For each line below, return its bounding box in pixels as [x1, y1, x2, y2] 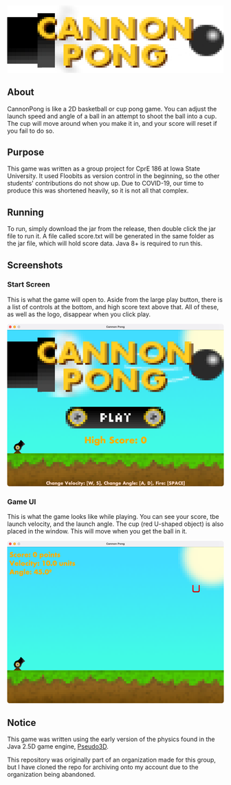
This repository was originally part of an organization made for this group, [7, 755, 217, 764]
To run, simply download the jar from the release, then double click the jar [7, 225, 217, 233]
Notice [7, 717, 36, 729]
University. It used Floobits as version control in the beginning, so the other [7, 172, 220, 180]
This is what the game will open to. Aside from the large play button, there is [7, 295, 223, 304]
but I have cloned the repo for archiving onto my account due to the [7, 762, 199, 771]
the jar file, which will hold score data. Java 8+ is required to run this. [7, 239, 203, 247]
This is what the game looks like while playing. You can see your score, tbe [7, 513, 220, 521]
